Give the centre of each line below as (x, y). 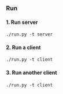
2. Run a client (23, 47)
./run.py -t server (29, 34)
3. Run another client (31, 72)
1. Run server (22, 22)
